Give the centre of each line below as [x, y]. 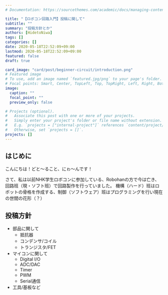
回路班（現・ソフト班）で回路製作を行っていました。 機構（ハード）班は [80, 186]
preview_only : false [31, 102]
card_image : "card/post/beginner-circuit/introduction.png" [69, 70]
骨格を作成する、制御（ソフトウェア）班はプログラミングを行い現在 [92, 192]
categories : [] [21, 42]
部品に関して [25, 228]
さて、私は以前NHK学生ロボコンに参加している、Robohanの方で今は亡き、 [82, 179]
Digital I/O [30, 259]
